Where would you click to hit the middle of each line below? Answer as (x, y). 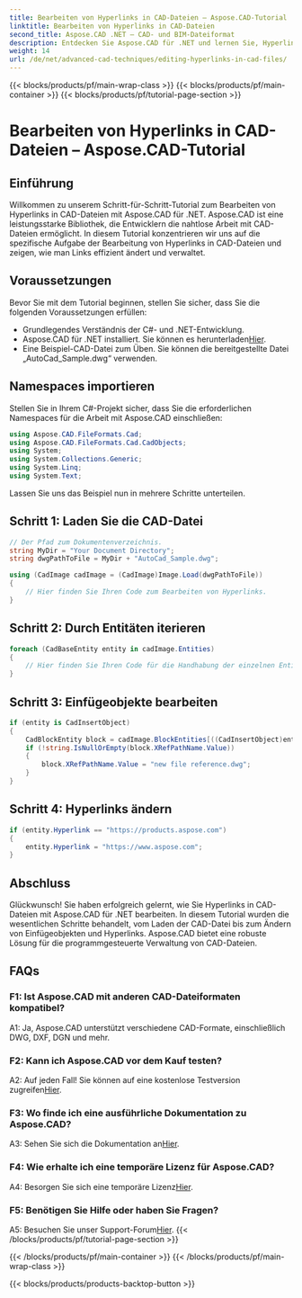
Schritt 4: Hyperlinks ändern (91, 809)
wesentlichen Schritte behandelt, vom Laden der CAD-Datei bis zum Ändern (151, 924)
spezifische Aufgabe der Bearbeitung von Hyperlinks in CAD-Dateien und (145, 243)
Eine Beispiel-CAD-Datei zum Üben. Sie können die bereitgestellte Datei (155, 348)
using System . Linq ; (46, 468)
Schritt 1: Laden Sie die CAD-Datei (107, 521)
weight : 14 (30, 51)
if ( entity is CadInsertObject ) (70, 722)
